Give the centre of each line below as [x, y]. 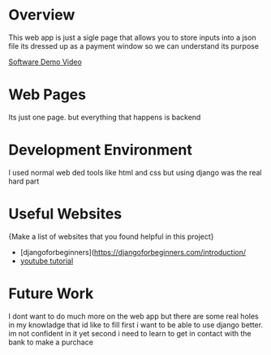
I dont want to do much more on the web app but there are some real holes [133, 316]
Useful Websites [65, 214]
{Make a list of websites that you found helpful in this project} [111, 236]
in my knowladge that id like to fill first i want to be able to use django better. [136, 325]
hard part [24, 181]
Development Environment [100, 150]
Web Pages [47, 95]
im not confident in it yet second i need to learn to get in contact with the [130, 333]
